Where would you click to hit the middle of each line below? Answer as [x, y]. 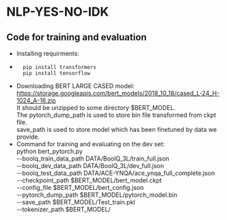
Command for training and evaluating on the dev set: [91, 144]
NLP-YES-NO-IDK [58, 12]
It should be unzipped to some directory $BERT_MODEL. [96, 108]
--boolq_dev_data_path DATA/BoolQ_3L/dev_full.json [90, 166]
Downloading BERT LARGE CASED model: [75, 86]
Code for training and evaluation [77, 37]
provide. [28, 137]
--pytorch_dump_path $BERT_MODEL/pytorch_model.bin [97, 195]
